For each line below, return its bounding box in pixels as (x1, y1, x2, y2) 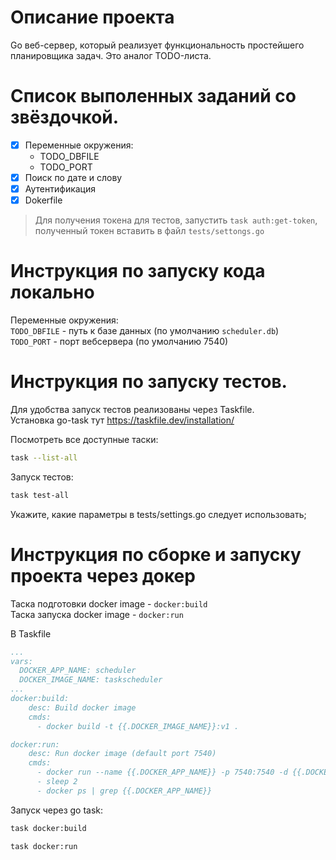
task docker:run (10, 841, 78, 851)
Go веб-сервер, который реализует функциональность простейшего (10, 39, 305, 51)
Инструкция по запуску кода (10, 260, 266, 283)
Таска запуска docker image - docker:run (10, 608, 184, 620)
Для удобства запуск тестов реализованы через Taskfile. (10, 404, 255, 415)
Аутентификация (24, 183, 97, 195)
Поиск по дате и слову (24, 171, 123, 183)
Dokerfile (24, 194, 63, 206)
